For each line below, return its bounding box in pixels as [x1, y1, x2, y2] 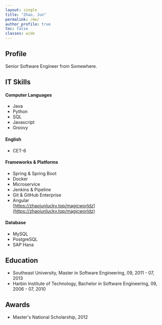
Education [5, 256, 38, 265]
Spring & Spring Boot [12, 170, 57, 176]
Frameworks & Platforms [5, 159, 58, 165]
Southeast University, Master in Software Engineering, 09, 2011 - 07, [12, 269, 154, 276]
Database [5, 220, 26, 226]
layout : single [5, 7, 37, 13]
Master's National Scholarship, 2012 [12, 314, 88, 320]
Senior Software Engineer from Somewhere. [5, 63, 97, 69]
